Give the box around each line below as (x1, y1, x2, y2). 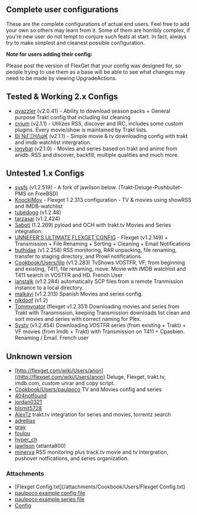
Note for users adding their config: (6, 50, 93, 58)
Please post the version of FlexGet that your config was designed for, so (6, 62, 181, 69)
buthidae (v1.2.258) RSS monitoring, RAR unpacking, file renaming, (14, 247, 177, 254)
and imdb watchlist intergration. (14, 139, 92, 146)
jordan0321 (14, 398, 42, 406)
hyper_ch (14, 436, 38, 443)
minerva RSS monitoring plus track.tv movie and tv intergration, (14, 448, 169, 456)
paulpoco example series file (14, 496, 85, 503)
